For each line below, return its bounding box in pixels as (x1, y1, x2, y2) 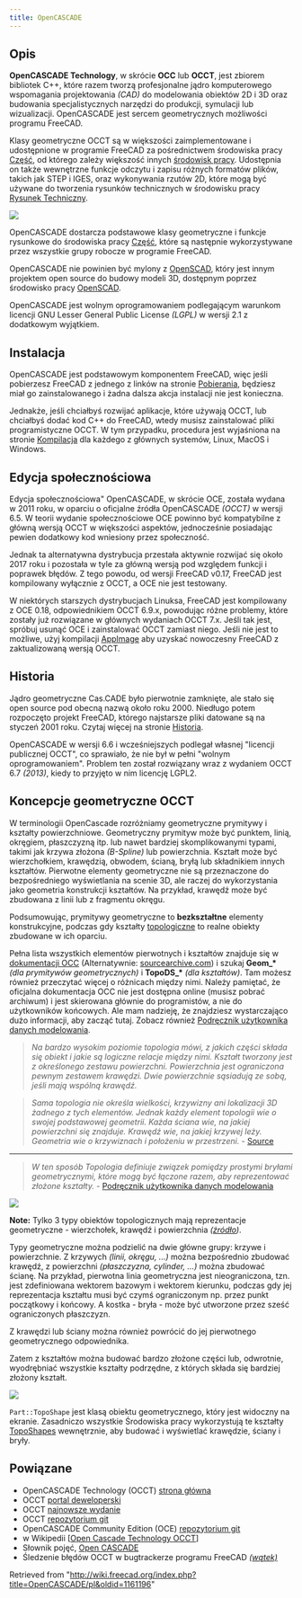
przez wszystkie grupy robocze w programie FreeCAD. (9, 246, 212, 257)
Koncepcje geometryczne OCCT (9, 794, 195, 809)
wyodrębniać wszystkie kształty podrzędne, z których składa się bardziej (9, 1363, 280, 1373)
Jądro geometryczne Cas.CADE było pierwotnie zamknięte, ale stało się (9, 693, 275, 704)
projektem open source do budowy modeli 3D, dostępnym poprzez (9, 273, 258, 284)
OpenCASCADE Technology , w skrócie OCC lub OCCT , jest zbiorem (9, 70, 265, 81)
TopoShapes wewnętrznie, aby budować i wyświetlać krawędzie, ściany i (9, 1425, 281, 1436)
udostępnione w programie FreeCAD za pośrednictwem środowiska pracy (9, 145, 283, 155)
